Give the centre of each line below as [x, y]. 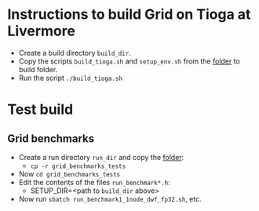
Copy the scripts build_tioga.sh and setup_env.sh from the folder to [129, 61]
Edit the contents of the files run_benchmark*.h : [94, 182]
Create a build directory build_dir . [75, 53]
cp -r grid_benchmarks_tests [78, 166]
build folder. [38, 69]
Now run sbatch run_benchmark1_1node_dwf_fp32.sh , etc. [110, 198]
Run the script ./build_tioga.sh [71, 78]
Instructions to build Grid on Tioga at [129, 15]
